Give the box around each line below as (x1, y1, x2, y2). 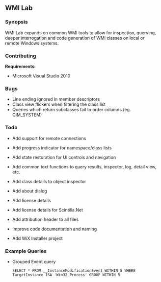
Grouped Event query (12, 258, 56, 264)
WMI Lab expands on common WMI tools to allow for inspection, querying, (5, 29, 156, 36)
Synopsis (5, 19, 28, 25)
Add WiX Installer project (12, 235, 63, 241)
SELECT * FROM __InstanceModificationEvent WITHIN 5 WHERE (12, 268, 136, 273)
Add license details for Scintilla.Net (12, 207, 83, 212)
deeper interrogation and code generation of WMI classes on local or (5, 35, 145, 41)
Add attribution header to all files (12, 216, 79, 222)
